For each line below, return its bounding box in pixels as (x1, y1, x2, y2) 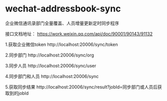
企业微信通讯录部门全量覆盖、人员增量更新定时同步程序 (5, 20, 119, 26)
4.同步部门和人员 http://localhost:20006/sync (5, 73, 99, 79)
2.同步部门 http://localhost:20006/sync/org (5, 52, 94, 58)
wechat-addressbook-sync (5, 3, 121, 14)
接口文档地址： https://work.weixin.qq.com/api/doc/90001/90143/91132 (5, 30, 153, 36)
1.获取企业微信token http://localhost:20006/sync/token (5, 41, 118, 47)
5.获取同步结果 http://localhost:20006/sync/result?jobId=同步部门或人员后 (5, 83, 158, 90)
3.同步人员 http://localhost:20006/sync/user (5, 62, 96, 68)
